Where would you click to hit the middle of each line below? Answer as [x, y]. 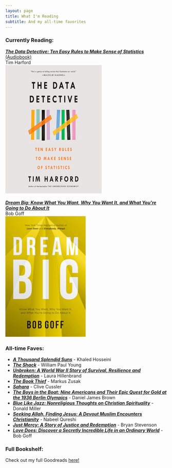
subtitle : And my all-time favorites [46, 22]
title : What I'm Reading [32, 16]
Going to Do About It [27, 208]
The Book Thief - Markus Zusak [47, 381]
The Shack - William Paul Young [47, 365]
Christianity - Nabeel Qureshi [44, 419]
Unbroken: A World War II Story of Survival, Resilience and [77, 370]
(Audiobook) [18, 57]
